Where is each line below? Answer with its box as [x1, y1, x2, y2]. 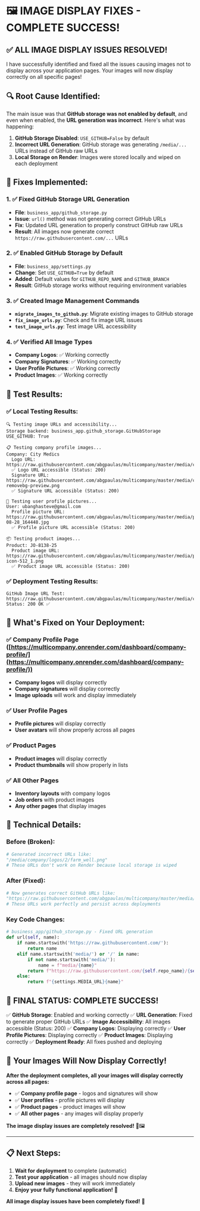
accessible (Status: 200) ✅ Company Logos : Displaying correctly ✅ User [6, 1025, 186, 1032]
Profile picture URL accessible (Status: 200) [17, 525, 136, 531]
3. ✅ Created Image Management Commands [6, 296, 140, 305]
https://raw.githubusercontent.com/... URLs [14, 234, 129, 241]
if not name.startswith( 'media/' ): [27, 956, 116, 962]
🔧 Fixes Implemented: [6, 177, 88, 188]
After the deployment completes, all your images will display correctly [6, 1072, 183, 1079]
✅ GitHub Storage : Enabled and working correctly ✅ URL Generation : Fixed [6, 1011, 192, 1019]
